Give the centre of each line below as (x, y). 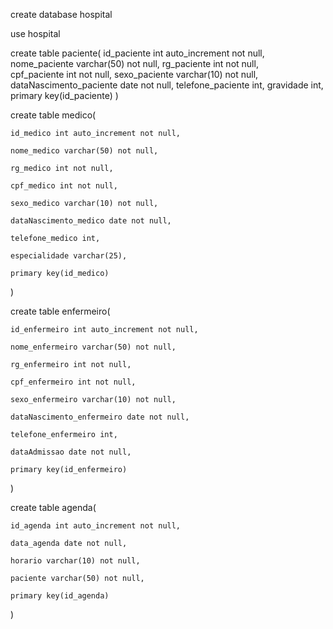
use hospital (35, 33)
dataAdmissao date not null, (71, 452)
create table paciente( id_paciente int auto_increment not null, (137, 53)
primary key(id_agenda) (60, 596)
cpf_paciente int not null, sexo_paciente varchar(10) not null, (134, 74)
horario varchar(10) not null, (75, 561)
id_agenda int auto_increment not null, (96, 526)
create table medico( (53, 115)
